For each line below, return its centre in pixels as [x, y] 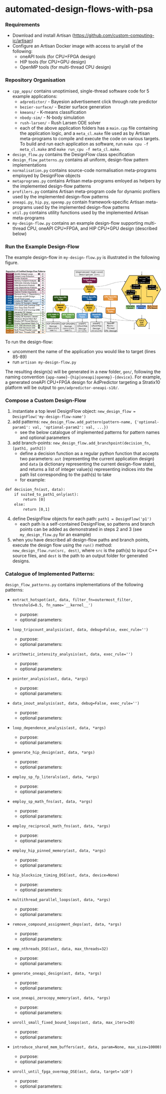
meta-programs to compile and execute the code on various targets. [90, 138]
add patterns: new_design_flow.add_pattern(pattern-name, [72, 422]
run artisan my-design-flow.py [44, 362]
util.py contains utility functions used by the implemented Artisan [81, 212]
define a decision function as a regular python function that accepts [89, 453]
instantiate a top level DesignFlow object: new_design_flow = [74, 411]
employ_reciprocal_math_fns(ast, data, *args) [61, 826]
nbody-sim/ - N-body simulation [52, 117]
